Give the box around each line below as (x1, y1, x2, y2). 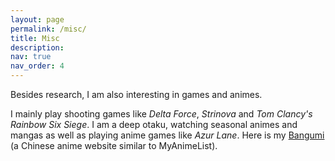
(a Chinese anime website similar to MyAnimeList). (10, 140, 218, 151)
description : (10, 42, 65, 53)
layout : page (10, 14, 65, 25)
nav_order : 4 (10, 61, 65, 71)
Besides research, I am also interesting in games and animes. (10, 89, 263, 100)
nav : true (10, 52, 52, 62)
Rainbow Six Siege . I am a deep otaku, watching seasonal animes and (10, 119, 298, 130)
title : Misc (10, 33, 60, 43)
